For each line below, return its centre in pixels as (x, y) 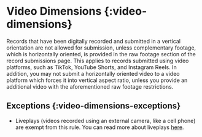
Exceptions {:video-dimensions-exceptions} (94, 106)
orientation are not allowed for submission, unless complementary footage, (101, 48)
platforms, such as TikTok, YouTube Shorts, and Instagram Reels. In (91, 67)
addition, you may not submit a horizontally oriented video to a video (93, 73)
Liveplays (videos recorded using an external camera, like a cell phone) (105, 120)
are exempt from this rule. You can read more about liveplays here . (99, 127)
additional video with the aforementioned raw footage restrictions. (90, 86)
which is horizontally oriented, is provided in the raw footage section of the (101, 54)
